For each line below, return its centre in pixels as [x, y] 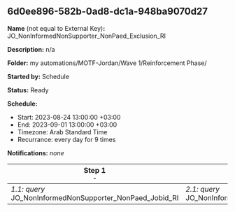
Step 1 [95, 170]
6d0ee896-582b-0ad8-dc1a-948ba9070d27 [108, 12]
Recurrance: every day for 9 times [66, 139]
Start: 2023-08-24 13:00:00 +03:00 [69, 117]
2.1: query [202, 189]
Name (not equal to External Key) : [56, 28]
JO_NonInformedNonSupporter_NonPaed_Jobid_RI [95, 197]
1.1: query [28, 189]
